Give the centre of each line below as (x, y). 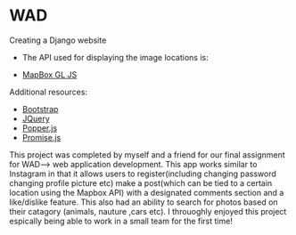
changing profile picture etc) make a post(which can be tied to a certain (141, 182)
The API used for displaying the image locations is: (115, 57)
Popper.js (40, 128)
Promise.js (41, 137)
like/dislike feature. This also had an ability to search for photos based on (144, 202)
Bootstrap (40, 109)
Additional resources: (48, 92)
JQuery (36, 118)
